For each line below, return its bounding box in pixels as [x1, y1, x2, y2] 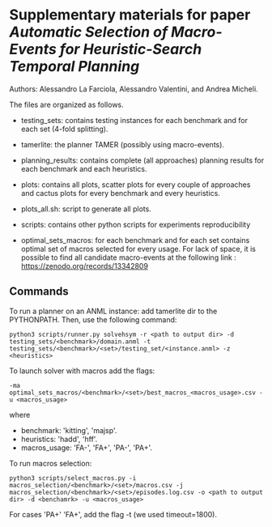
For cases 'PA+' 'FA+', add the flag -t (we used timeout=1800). [9, 509, 218, 519]
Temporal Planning [9, 57, 140, 76]
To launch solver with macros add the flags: [9, 366, 155, 376]
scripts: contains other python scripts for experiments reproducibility [20, 219, 251, 229]
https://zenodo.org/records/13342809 [20, 261, 149, 270]
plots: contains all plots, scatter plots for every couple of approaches [20, 180, 251, 189]
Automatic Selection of [9, 23, 168, 41]
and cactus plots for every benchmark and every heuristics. [20, 188, 221, 198]
